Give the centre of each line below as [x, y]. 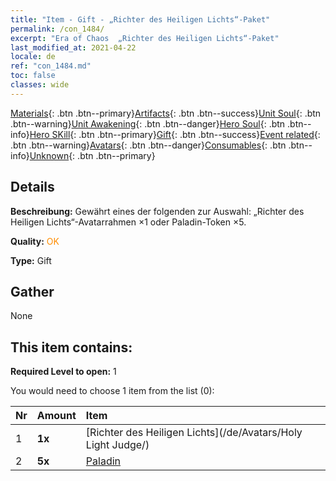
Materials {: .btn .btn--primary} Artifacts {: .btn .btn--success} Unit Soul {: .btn [166, 113]
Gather [32, 291]
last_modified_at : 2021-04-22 [73, 47]
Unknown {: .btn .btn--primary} [92, 155]
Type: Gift [31, 260]
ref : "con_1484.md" [51, 66]
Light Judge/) [117, 445]
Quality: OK [35, 241]
